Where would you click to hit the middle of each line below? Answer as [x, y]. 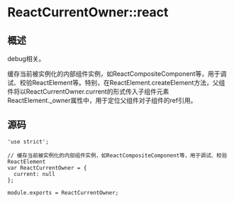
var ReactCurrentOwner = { [47, 168]
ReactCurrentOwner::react [88, 12]
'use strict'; [28, 142]
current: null [34, 174]
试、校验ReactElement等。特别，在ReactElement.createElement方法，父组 [116, 83]
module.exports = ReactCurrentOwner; [63, 192]
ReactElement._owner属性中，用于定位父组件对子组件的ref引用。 [102, 100]
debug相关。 [26, 59]
